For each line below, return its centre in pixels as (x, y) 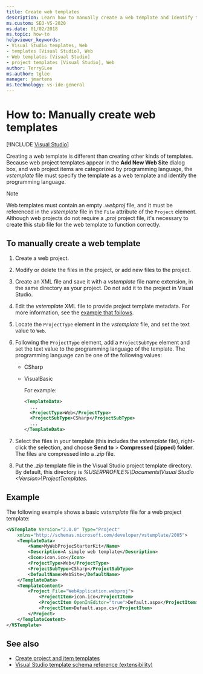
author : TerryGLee (29, 68)
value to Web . (31, 331)
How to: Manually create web (81, 115)
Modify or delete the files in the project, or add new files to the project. (103, 270)
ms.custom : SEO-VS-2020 (36, 23)
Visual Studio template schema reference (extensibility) (84, 665)
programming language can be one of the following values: (88, 355)
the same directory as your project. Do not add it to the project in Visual (104, 288)
